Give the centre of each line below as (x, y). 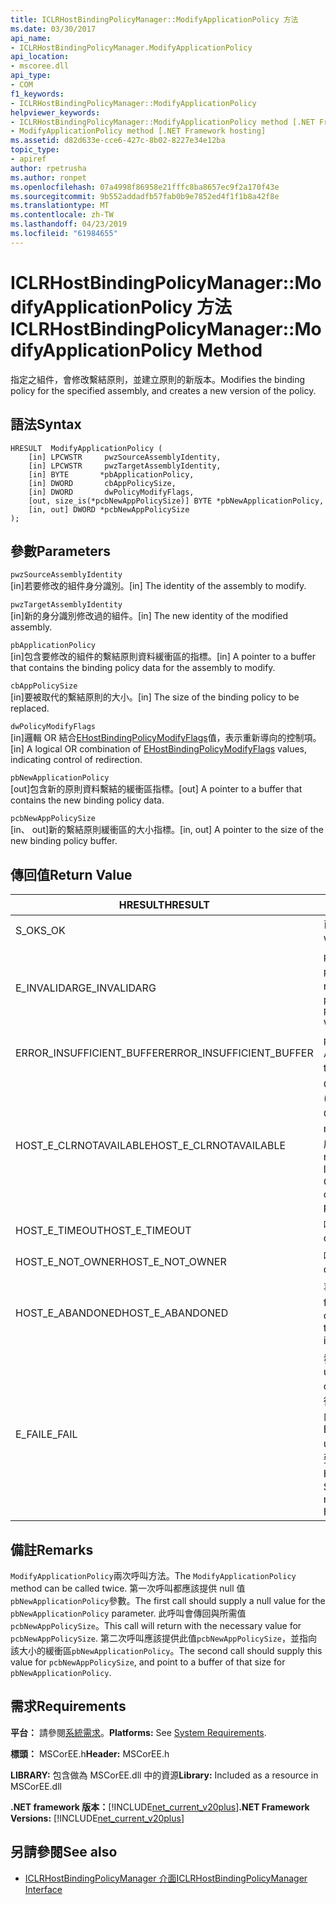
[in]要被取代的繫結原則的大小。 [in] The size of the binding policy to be (155, 697)
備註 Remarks (52, 1549)
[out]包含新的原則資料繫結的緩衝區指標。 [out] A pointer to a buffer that (156, 789)
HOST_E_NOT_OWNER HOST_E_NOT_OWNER (121, 1262)
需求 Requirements (68, 1706)
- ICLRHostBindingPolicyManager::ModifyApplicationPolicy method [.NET (162, 122)
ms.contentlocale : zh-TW (62, 215)
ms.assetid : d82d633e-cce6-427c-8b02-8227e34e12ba (118, 141)
